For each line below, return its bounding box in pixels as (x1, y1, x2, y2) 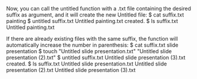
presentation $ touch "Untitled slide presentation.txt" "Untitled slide (6, 48, 172, 55)
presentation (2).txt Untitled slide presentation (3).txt (6, 67, 136, 73)
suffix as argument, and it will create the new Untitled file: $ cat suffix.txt (6, 11, 185, 18)
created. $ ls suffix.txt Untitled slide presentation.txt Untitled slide (6, 60, 167, 67)
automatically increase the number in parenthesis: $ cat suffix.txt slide (6, 41, 179, 48)
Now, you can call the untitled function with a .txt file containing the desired (6, 5, 192, 12)
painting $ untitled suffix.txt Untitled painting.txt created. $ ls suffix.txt (6, 18, 179, 24)
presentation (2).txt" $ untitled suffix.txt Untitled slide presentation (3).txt (6, 54, 186, 61)
